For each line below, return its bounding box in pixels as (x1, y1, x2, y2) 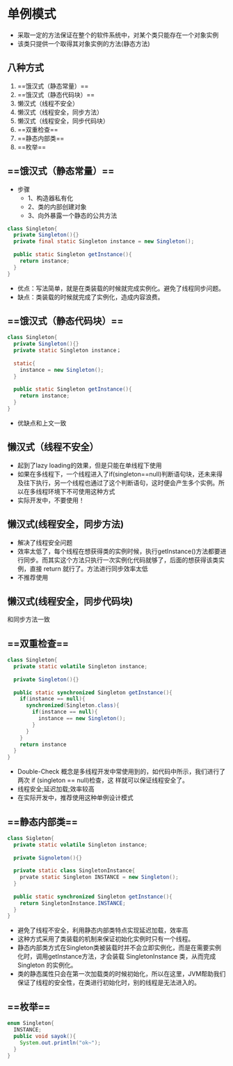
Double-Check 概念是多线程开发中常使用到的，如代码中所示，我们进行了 (17, 767, 226, 776)
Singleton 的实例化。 (17, 961, 77, 970)
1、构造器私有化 (27, 193, 74, 202)
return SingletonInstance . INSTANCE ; (19, 899, 127, 907)
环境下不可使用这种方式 (47, 487, 115, 495)
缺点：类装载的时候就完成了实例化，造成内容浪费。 (17, 292, 164, 301)
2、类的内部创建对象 (27, 202, 87, 211)
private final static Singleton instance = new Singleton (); (13, 238, 195, 245)
